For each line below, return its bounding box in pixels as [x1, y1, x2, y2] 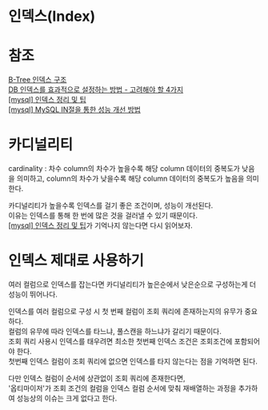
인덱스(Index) [8, 7, 96, 26]
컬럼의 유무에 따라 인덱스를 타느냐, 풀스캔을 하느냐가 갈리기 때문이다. [8, 327, 222, 336]
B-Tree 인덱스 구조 [8, 75, 67, 85]
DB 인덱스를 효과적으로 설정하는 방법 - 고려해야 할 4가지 [8, 85, 184, 94]
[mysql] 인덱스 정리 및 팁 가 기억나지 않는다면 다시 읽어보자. [8, 221, 194, 230]
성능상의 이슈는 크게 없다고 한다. [16, 393, 118, 403]
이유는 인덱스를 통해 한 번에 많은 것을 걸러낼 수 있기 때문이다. [8, 211, 198, 221]
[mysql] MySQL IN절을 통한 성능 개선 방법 [8, 105, 142, 114]
